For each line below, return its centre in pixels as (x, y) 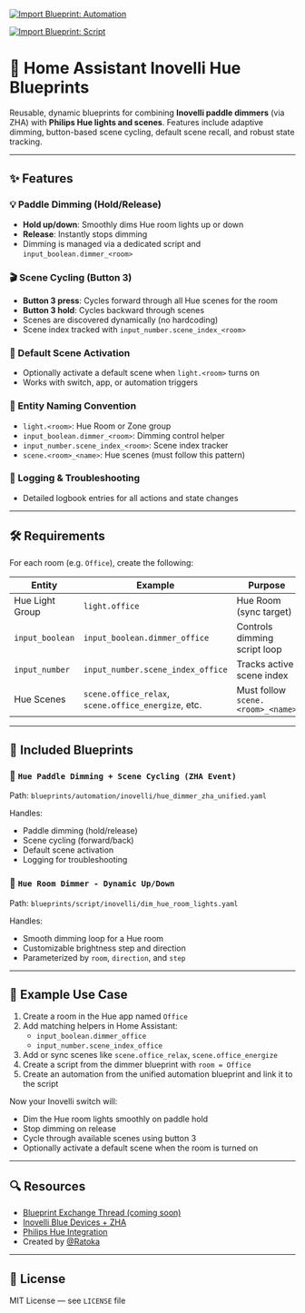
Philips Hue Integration (65, 1232)
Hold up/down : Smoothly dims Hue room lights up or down (133, 224)
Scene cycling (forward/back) (78, 841)
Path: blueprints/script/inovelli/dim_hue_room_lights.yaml (124, 903)
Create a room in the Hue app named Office (105, 1016)
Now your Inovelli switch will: (64, 1101)
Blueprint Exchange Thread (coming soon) (102, 1213)
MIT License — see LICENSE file (68, 1301)
